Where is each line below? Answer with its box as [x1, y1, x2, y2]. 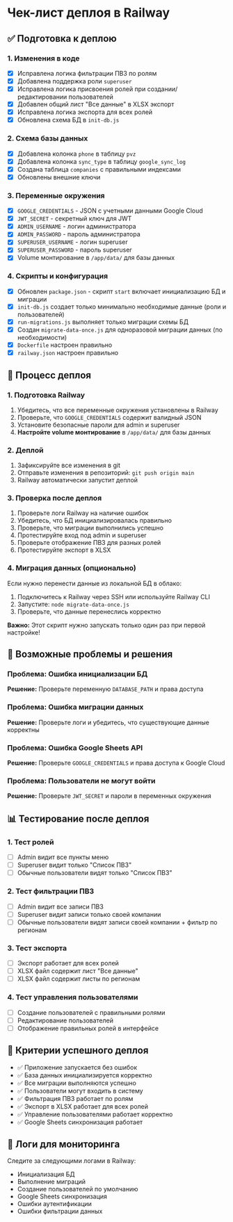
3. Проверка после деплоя [7, 494, 102, 503]
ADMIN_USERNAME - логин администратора [17, 222, 137, 231]
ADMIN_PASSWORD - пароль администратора [17, 230, 140, 238]
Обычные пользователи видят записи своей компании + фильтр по [17, 918, 218, 926]
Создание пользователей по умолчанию [17, 1185, 138, 1194]
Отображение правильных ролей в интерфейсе [17, 1024, 159, 1032]
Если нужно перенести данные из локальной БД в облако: [7, 579, 182, 587]
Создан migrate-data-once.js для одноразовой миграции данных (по [17, 325, 223, 334]
